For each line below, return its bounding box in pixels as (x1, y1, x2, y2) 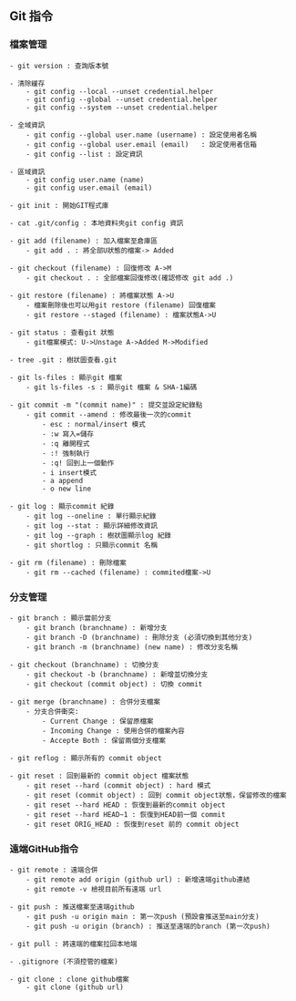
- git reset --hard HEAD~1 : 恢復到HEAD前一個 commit (26, 810, 226, 819)
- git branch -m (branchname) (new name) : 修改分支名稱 (26, 642, 239, 652)
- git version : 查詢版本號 (9, 61, 109, 70)
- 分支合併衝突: (26, 707, 79, 716)
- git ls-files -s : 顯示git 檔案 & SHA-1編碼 (26, 382, 198, 392)
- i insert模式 (42, 468, 97, 477)
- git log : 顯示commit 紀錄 (9, 501, 115, 511)
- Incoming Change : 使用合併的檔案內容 (42, 726, 185, 736)
